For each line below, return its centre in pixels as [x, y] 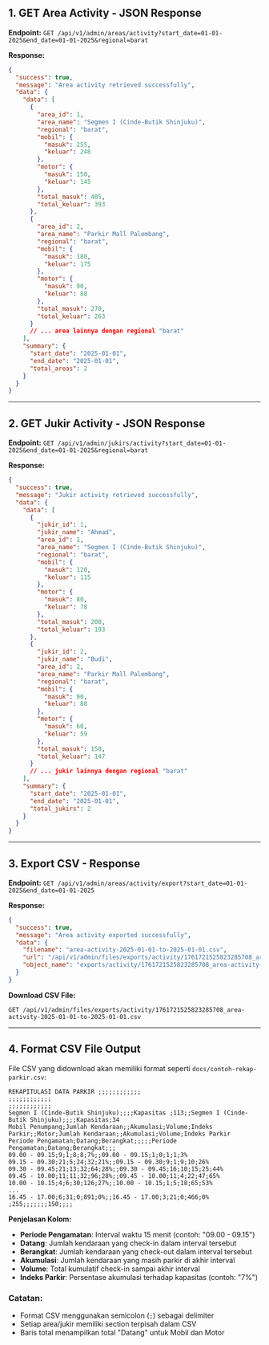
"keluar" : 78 [66, 607]
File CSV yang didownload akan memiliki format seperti [99, 1068]
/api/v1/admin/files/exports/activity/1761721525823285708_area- [134, 1010]
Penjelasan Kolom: [40, 1219]
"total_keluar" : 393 [71, 204]
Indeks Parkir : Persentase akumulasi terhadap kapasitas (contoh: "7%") [139, 1277]
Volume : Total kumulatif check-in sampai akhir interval [110, 1269]
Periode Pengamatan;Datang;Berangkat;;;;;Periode [93, 1141]
